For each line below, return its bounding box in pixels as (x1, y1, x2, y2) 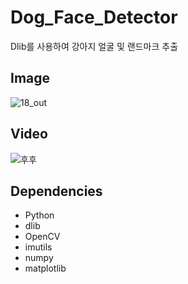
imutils (24, 241, 53, 253)
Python (24, 209, 55, 221)
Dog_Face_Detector (10, 6, 178, 29)
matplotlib (24, 262, 67, 275)
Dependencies (10, 182, 103, 200)
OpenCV (24, 231, 61, 243)
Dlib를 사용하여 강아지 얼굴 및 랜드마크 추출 (10, 40, 179, 52)
